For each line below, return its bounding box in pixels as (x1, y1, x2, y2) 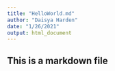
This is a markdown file (7, 54, 108, 66)
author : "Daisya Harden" (7, 17, 78, 23)
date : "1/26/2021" (7, 23, 60, 30)
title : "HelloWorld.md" (7, 10, 75, 17)
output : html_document (7, 29, 72, 37)
